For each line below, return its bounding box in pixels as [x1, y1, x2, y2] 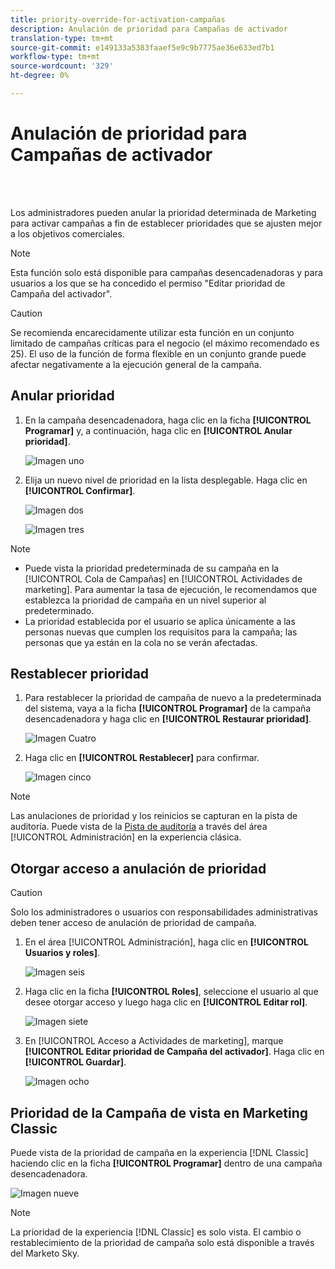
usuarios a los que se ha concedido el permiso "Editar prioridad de [10, 277, 286, 289]
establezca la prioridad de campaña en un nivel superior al [24, 594, 267, 606]
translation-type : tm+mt [10, 33, 114, 43]
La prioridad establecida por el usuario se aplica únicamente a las [24, 615, 296, 627]
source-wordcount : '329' [10, 61, 114, 71]
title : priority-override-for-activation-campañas [10, 14, 226, 25]
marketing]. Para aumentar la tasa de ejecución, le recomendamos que [24, 583, 318, 595]
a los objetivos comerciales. [10, 227, 125, 240]
